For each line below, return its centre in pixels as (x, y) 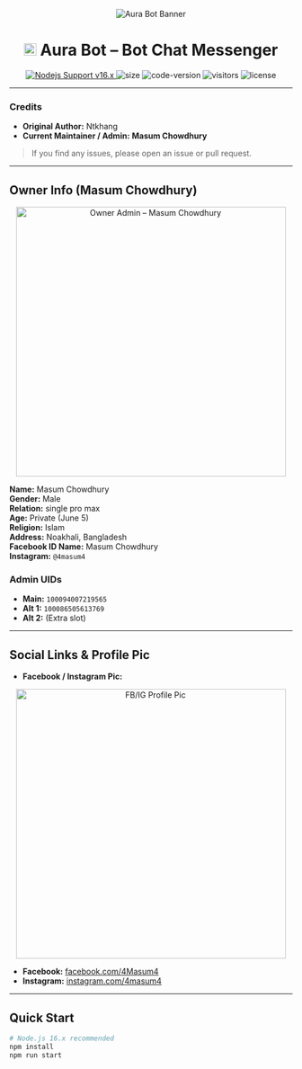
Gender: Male (35, 499)
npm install (31, 1047)
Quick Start (42, 1017)
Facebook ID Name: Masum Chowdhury (84, 547)
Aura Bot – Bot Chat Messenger (159, 50)
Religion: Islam (37, 528)
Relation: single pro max (55, 509)
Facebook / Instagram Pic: (72, 677)
